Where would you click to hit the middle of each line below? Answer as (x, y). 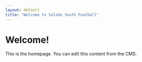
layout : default (22, 10)
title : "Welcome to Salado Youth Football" (52, 15)
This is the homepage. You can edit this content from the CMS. (71, 54)
